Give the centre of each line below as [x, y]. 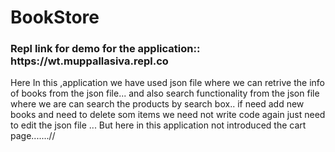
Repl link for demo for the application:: [105, 49]
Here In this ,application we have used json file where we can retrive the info [167, 83]
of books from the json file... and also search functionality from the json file [165, 93]
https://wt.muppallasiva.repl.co [89, 61]
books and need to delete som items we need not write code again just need [168, 115]
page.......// [33, 136]
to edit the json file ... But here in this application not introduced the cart [158, 125]
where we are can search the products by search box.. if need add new [157, 104]
